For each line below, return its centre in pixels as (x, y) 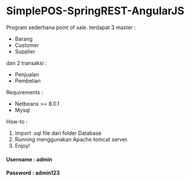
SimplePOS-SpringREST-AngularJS (95, 11)
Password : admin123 (33, 173)
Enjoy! (22, 145)
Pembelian (28, 81)
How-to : (17, 121)
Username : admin (29, 159)
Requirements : (25, 92)
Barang (23, 39)
